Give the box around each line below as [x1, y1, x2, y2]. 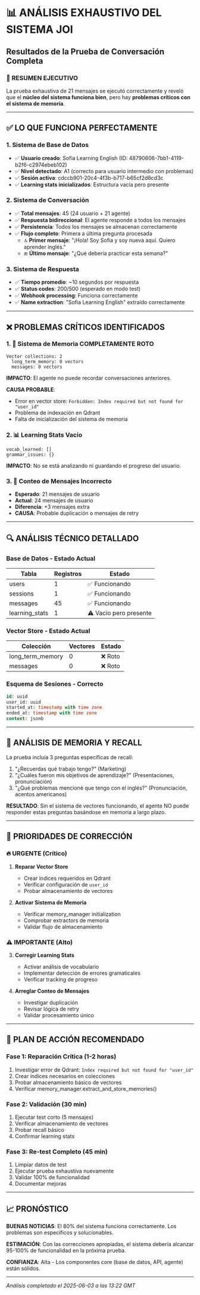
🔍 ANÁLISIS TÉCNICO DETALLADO [6, 533, 139, 544]
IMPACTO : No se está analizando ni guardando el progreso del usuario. [6, 462, 182, 469]
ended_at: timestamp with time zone [6, 710, 97, 716]
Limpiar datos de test [14, 1161, 67, 1168]
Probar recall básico [14, 1126, 64, 1133]
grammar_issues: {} [6, 452, 55, 458]
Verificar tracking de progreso [23, 975, 98, 983]
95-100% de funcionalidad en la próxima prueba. [6, 1247, 126, 1254]
